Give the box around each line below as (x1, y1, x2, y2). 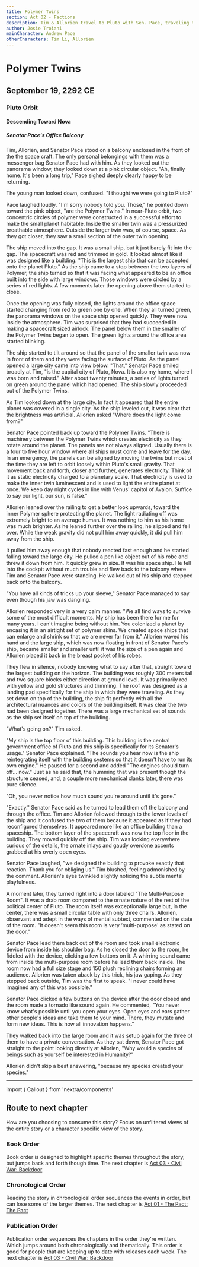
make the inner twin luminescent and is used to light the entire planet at (6, 479, 181, 487)
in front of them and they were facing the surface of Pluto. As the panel (6, 356, 180, 363)
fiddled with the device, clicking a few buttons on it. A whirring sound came (6, 952, 191, 959)
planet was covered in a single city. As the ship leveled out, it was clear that (6, 405, 191, 412)
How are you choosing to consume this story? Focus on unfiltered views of (6, 1119, 189, 1126)
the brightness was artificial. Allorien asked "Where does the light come (6, 411, 181, 419)
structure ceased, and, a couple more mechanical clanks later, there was (6, 775, 184, 782)
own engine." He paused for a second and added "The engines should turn (6, 762, 190, 769)
